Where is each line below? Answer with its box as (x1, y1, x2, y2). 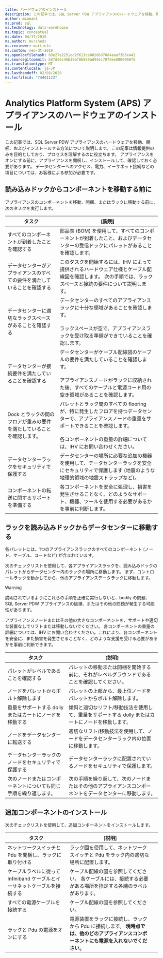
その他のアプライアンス (78, 783, 132, 790)
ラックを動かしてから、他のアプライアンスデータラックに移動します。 (13, 575, 153, 581)
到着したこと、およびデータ (84, 235, 147, 241)
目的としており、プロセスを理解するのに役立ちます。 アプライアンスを (13, 151, 154, 157)
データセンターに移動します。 (88, 790, 156, 797)
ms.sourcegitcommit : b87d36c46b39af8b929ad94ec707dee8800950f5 (5, 57, 136, 62)
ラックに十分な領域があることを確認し (60, 304, 147, 311)
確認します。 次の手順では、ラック (74, 273, 153, 280)
